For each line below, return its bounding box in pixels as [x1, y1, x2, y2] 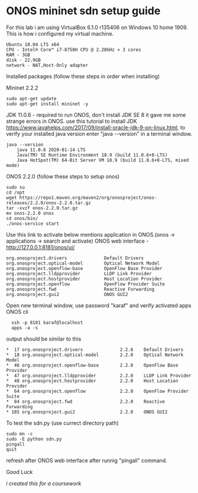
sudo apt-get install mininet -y [6, 101, 89, 107]
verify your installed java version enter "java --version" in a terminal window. [6, 130, 193, 137]
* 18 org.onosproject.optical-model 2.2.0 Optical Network [6, 352, 184, 358]
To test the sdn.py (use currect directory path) [6, 419, 119, 427]
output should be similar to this [6, 335, 82, 342]
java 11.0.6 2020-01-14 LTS [17, 147, 86, 152]
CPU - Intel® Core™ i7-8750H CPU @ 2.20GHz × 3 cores [6, 46, 142, 53]
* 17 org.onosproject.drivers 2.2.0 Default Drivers [6, 346, 184, 352]
